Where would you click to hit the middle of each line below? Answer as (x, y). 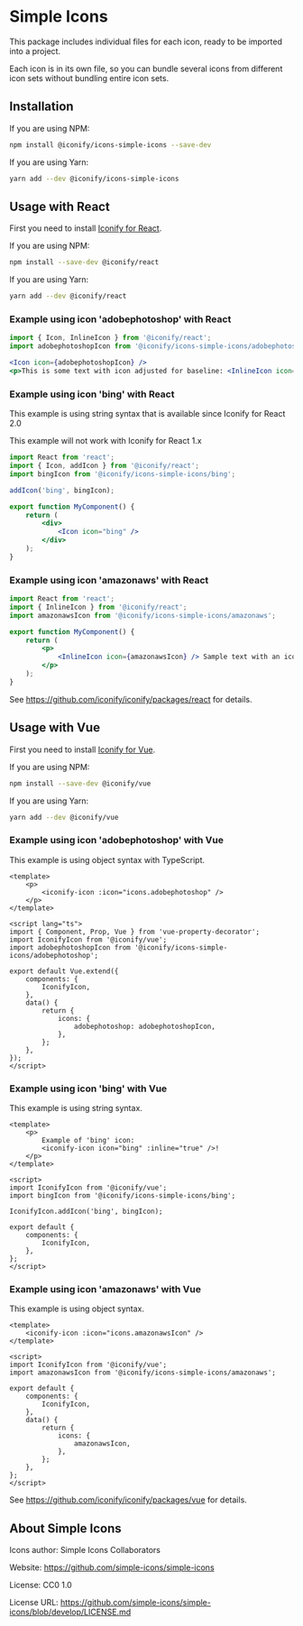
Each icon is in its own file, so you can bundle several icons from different (146, 69)
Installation (41, 107)
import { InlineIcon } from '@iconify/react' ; (98, 607)
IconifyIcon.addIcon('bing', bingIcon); (87, 1211)
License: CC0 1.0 (41, 1585)
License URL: (34, 1603)
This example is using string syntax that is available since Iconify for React (147, 414)
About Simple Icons (65, 1528)
